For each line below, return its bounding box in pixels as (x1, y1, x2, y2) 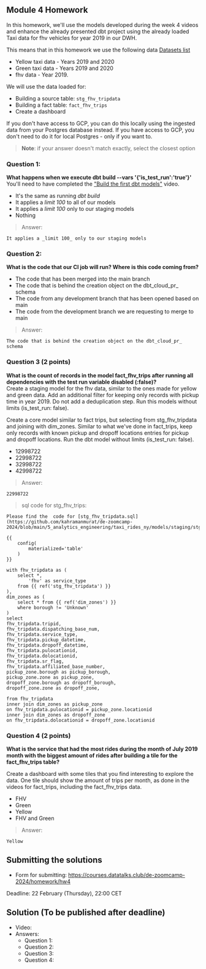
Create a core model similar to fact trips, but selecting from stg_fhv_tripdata (6, 416, 197, 424)
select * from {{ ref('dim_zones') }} (17, 599, 116, 606)
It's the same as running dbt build (15, 192, 100, 200)
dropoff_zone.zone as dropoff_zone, (6, 685, 100, 691)
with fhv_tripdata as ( (6, 567, 67, 573)
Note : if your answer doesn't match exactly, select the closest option (21, 144, 196, 152)
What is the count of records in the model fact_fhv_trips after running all (6, 371, 194, 379)
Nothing (15, 211, 36, 219)
